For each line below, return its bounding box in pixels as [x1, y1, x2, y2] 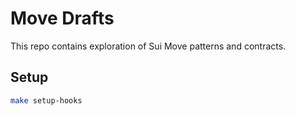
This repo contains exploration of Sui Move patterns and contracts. [10, 40, 287, 52]
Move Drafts [10, 7, 115, 30]
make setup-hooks [10, 95, 83, 106]
